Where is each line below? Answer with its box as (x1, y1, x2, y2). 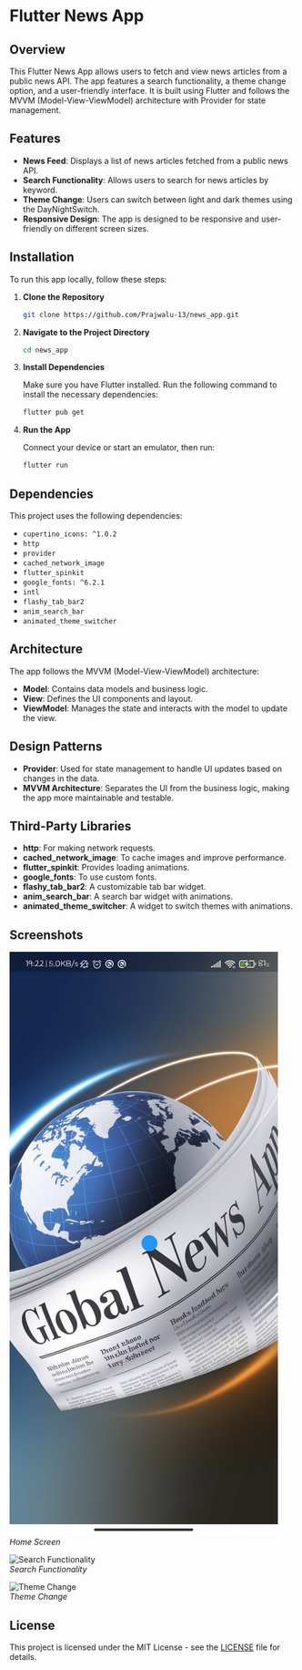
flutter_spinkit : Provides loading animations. (22, 862, 190, 873)
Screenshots (9, 927, 84, 943)
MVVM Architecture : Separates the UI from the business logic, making (22, 782, 290, 793)
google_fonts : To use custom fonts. (22, 871, 157, 882)
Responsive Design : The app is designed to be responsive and (22, 213, 259, 224)
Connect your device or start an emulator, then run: (22, 442, 216, 453)
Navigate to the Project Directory (22, 326, 150, 337)
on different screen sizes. (54, 222, 150, 233)
